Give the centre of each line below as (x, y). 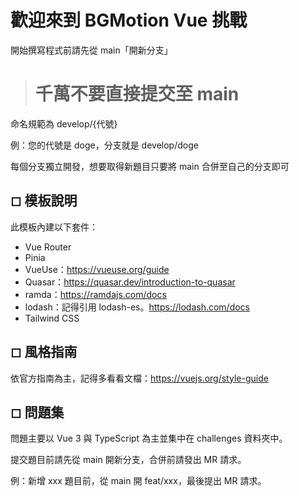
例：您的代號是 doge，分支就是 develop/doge (104, 145)
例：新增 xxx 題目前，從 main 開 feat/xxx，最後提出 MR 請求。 (138, 481)
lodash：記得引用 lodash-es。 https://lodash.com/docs (137, 307)
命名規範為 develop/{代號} (64, 123)
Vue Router (48, 247)
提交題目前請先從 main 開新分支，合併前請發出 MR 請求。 (128, 460)
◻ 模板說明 (44, 201)
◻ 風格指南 (44, 352)
